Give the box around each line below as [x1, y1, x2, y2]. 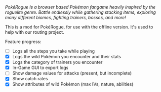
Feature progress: [5, 39, 41, 45]
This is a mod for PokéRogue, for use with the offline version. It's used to [5, 24, 153, 30]
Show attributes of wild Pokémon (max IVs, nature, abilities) [12, 81, 134, 87]
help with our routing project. [5, 29, 64, 35]
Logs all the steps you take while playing [12, 48, 95, 54]
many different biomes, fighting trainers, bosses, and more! [5, 15, 126, 20]
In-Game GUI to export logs [12, 65, 69, 70]
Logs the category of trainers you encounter [12, 59, 103, 65]
